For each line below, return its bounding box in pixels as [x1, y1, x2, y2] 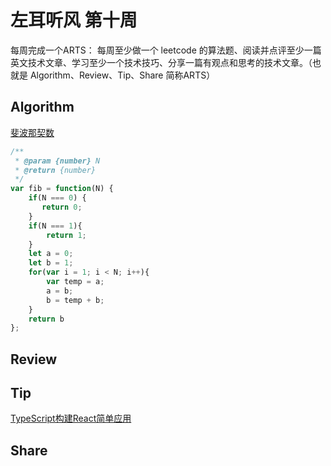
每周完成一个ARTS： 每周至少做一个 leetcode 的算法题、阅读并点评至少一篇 [10, 44, 322, 56]
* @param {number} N [14, 156, 101, 166]
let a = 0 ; [28, 249, 74, 259]
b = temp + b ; [46, 295, 105, 305]
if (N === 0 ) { [28, 193, 87, 203]
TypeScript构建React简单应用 [10, 412, 132, 425]
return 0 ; [41, 202, 83, 212]
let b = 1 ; [28, 258, 74, 268]
